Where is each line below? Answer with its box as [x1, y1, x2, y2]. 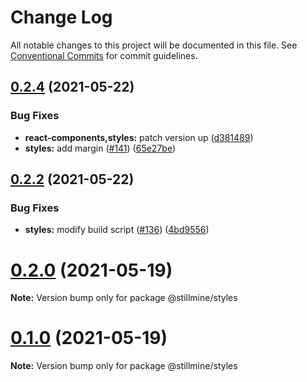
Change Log [10, 6, 113, 29]
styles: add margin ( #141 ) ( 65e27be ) [24, 142, 177, 154]
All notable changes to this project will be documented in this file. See [10, 39, 298, 51]
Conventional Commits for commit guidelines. [10, 49, 198, 61]
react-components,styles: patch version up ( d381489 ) [24, 131, 254, 143]
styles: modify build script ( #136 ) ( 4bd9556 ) [24, 224, 210, 236]
